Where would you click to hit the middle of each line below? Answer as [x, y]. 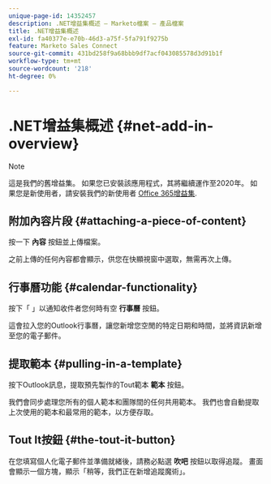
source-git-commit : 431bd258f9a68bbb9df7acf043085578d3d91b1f [116, 54]
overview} [44, 143]
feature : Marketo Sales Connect [63, 46]
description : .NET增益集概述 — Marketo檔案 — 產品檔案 [96, 24]
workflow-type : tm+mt [45, 62]
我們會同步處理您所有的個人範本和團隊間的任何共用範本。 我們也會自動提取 [134, 402]
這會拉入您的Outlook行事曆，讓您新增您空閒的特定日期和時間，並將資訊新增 [135, 326]
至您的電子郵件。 [37, 336]
